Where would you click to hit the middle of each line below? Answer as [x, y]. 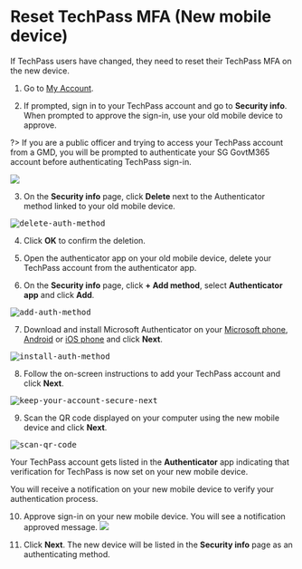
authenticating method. [67, 554]
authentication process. [54, 498]
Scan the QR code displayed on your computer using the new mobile [151, 418]
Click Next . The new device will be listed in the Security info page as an [158, 545]
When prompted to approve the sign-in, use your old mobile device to [153, 115]
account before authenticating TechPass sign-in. [101, 161]
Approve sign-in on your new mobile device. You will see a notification [154, 516]
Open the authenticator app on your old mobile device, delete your [147, 258]
